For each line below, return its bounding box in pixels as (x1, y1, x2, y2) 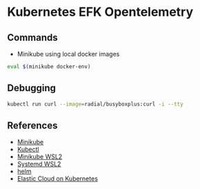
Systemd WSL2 (17, 160, 61, 168)
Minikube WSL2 (17, 152, 63, 161)
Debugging (7, 82, 57, 94)
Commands (7, 32, 59, 43)
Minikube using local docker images (17, 50, 120, 58)
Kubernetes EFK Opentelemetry (7, 4, 194, 20)
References (7, 119, 58, 131)
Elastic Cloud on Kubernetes (17, 175, 99, 183)
